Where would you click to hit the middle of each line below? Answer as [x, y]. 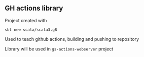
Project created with [26, 20]
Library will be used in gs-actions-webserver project [59, 49]
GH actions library [34, 8]
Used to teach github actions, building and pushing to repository [72, 39]
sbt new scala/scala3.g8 [31, 30]
